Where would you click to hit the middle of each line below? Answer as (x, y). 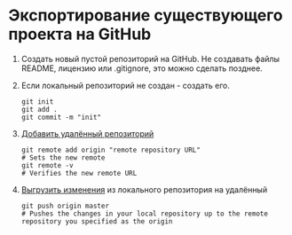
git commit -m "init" (61, 117)
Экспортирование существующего (146, 16)
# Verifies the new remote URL (79, 173)
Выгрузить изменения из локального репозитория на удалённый (144, 189)
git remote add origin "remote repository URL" (110, 150)
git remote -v (47, 165)
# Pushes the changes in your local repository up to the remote (144, 214)
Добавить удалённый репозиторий (87, 133)
